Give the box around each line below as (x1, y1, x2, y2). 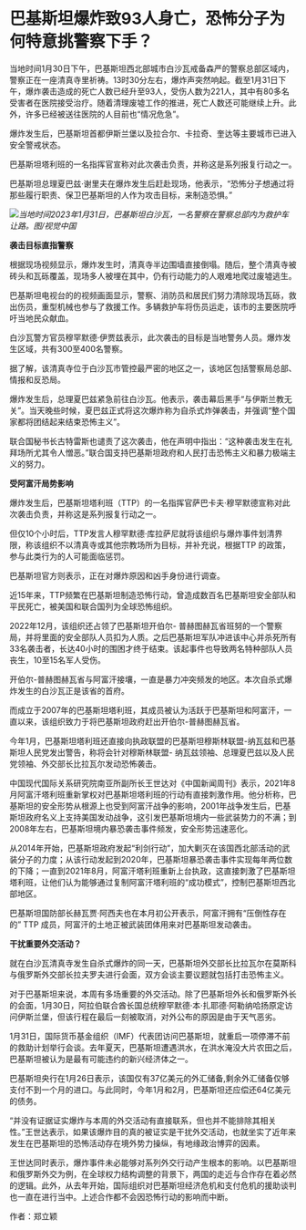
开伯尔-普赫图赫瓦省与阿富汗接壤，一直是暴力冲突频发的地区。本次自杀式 (9, 674, 285, 685)
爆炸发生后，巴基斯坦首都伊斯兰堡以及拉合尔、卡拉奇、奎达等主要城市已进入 (9, 128, 297, 139)
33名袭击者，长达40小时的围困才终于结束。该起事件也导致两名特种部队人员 (9, 643, 293, 654)
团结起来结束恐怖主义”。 (33, 416, 126, 427)
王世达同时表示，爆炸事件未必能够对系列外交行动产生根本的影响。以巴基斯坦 (9, 1157, 297, 1168)
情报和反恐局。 (9, 374, 66, 385)
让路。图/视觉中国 (9, 220, 77, 231)
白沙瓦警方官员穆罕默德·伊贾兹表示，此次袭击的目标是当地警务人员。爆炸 (9, 332, 284, 343)
